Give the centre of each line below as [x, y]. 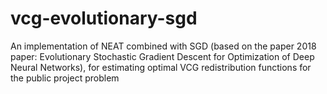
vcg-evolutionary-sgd [104, 18]
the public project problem [65, 78]
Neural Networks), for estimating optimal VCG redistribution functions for [161, 67]
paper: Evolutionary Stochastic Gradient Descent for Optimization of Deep [162, 56]
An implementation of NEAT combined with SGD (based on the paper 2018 [163, 46]
